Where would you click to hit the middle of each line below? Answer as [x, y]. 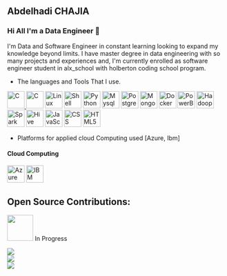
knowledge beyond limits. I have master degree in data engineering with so [114, 53]
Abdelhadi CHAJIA [48, 11]
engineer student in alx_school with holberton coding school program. [107, 68]
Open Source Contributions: [69, 202]
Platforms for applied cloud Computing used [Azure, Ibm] [99, 138]
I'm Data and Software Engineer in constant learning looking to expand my [113, 46]
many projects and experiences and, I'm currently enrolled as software [108, 61]
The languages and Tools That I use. [69, 81]
